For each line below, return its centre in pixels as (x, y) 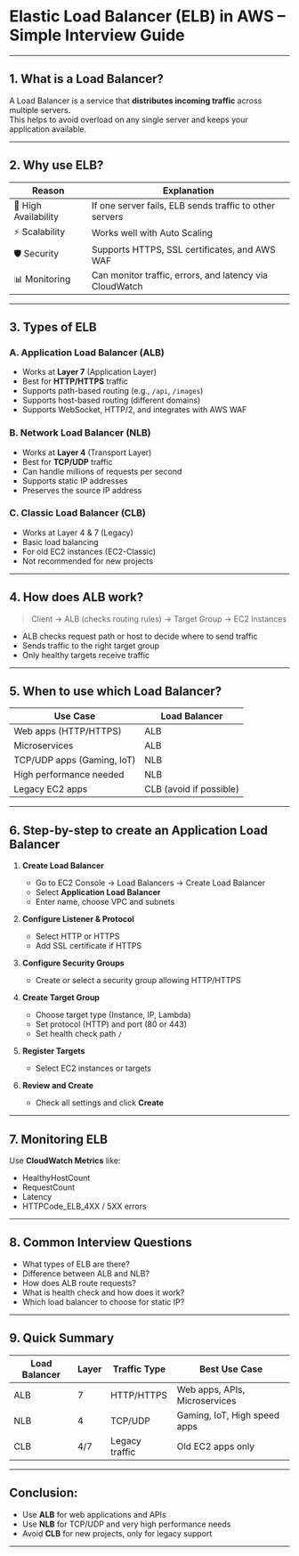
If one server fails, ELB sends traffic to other (183, 205)
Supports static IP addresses (75, 481)
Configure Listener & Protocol (78, 919)
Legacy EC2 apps (51, 789)
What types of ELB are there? (76, 1264)
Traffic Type (139, 1369)
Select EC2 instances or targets (93, 1068)
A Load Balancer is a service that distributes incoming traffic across (136, 101)
